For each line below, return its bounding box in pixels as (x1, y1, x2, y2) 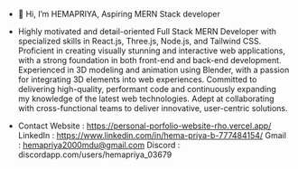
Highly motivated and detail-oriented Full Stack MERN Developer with (17, 26, 277, 36)
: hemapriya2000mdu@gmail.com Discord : (17, 140, 181, 150)
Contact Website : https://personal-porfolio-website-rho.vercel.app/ (17, 120, 272, 131)
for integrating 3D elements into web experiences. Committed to (17, 74, 257, 85)
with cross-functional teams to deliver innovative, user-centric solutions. (17, 103, 288, 113)
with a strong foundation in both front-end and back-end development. (17, 55, 282, 65)
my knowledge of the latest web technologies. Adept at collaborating (17, 93, 275, 104)
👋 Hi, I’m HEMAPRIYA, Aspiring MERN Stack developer (17, 9, 221, 19)
